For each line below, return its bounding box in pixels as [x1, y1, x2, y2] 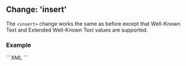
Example [6, 41, 32, 49]
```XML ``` [6, 54, 29, 61]
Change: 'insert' [6, 5, 67, 15]
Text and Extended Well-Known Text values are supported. [6, 26, 148, 33]
